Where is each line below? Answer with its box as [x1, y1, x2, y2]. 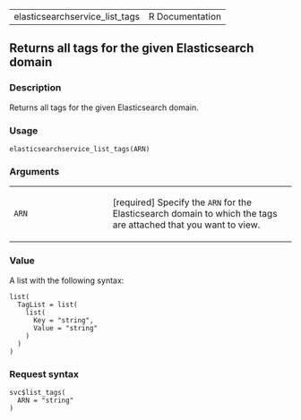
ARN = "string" [17, 396, 74, 405]
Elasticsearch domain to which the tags [112, 208, 278, 220]
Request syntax [9, 367, 79, 380]
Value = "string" [32, 323, 99, 332]
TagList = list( [17, 300, 78, 309]
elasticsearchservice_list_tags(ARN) [9, 144, 150, 153]
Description [9, 81, 62, 94]
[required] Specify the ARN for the [112, 196, 253, 209]
